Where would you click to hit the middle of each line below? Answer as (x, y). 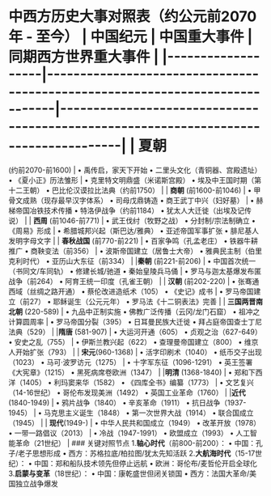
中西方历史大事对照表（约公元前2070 (133, 17)
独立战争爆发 (36, 483)
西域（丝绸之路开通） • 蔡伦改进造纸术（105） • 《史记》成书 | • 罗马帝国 (131, 291)
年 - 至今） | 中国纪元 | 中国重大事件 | (131, 37)
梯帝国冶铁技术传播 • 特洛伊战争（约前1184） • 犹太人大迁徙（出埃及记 (127, 210)
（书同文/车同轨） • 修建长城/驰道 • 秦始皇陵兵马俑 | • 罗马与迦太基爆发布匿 (135, 271)
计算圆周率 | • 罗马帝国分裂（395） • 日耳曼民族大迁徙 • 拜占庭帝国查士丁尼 (135, 321)
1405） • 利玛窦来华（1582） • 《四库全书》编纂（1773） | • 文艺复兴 (138, 382)
